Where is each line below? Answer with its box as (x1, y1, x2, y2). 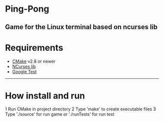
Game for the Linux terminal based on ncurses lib (5, 23, 158, 31)
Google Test (12, 69, 37, 74)
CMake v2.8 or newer (12, 58, 56, 64)
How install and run (5, 90, 85, 101)
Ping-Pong (5, 3, 50, 15)
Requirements (5, 42, 63, 53)
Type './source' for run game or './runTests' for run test (5, 111, 115, 117)
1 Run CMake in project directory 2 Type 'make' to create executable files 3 (5, 106, 156, 112)
